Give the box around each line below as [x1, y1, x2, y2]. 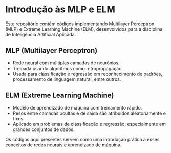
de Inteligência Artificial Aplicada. [5, 31, 76, 37]
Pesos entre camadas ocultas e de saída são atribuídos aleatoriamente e [12, 110, 166, 116]
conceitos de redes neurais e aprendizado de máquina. [5, 142, 122, 148]
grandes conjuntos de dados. [12, 126, 75, 133]
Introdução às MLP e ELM [5, 4, 115, 15]
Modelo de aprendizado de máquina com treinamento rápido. [12, 104, 142, 111]
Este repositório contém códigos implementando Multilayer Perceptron [5, 20, 155, 27]
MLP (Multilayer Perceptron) [5, 46, 98, 55]
